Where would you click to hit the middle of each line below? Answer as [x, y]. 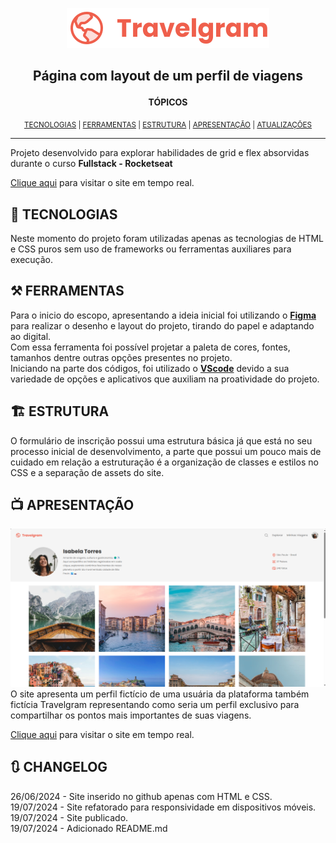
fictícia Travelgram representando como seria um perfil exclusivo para [155, 704]
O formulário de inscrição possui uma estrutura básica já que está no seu [161, 440]
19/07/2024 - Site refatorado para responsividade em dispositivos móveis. [163, 807]
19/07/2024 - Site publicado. [69, 817]
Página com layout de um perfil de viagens [168, 76]
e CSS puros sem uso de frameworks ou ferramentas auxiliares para [151, 249]
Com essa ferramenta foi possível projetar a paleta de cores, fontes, [150, 347]
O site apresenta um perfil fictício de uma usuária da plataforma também [160, 694]
